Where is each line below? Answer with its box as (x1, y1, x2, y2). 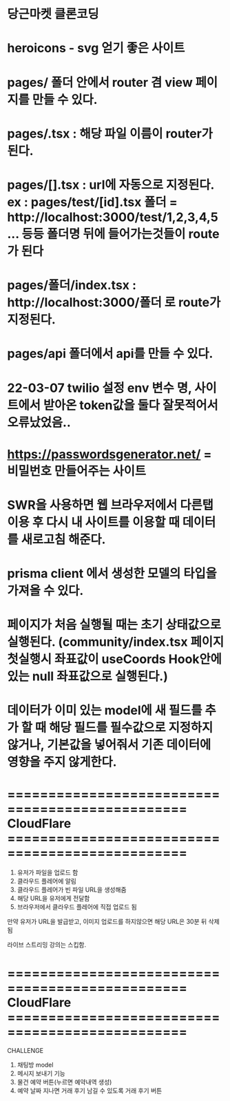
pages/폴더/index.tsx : (7, 277, 136, 293)
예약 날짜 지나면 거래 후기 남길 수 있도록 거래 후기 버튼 (17, 1087, 163, 1095)
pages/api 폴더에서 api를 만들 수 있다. (7, 346, 213, 361)
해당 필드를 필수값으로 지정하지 (49, 720, 213, 735)
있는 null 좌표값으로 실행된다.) (7, 669, 169, 684)
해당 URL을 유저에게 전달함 (17, 894, 90, 903)
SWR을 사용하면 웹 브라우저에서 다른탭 (7, 497, 213, 513)
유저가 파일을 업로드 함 (17, 868, 79, 877)
